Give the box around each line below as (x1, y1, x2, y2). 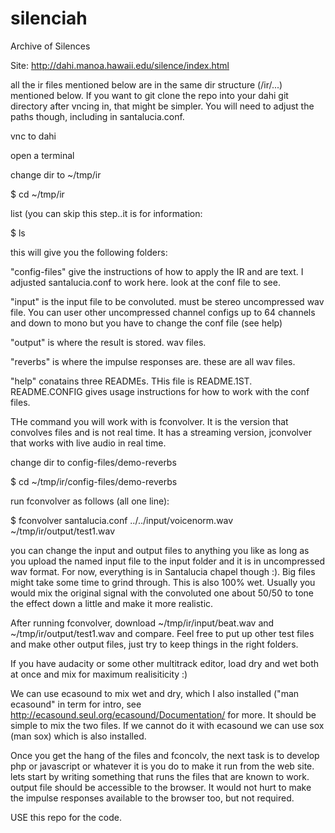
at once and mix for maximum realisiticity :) (10, 668, 188, 680)
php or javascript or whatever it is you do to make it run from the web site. (10, 760, 315, 772)
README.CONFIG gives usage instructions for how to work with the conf (10, 385, 310, 397)
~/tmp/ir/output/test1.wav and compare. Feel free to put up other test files (10, 627, 315, 639)
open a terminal (10, 149, 75, 161)
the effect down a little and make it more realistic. (10, 597, 214, 609)
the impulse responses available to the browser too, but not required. (10, 792, 295, 804)
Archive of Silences (10, 40, 91, 52)
